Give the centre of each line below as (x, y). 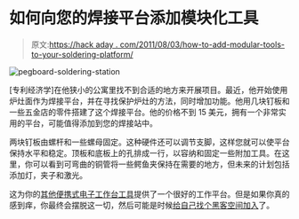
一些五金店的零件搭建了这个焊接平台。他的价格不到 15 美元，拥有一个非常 (144, 112)
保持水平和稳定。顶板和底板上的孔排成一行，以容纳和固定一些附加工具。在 (145, 153)
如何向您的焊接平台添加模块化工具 (134, 18)
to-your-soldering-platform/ (82, 54)
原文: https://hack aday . (74, 44)
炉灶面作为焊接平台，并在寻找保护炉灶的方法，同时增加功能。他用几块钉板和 (149, 101)
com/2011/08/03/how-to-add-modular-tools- (202, 44)
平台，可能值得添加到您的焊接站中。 (91, 123)
